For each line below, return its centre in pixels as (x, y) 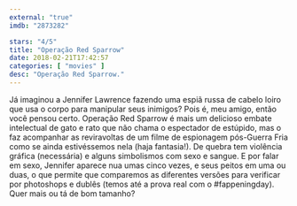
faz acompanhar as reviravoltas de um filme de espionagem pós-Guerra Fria (148, 137)
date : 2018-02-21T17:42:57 (59, 58)
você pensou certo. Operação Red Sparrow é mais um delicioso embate (141, 118)
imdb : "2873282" (39, 26)
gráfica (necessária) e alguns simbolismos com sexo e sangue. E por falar (144, 156)
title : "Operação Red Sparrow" (67, 50)
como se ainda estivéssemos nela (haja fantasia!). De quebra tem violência (146, 146)
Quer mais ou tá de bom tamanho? (72, 193)
